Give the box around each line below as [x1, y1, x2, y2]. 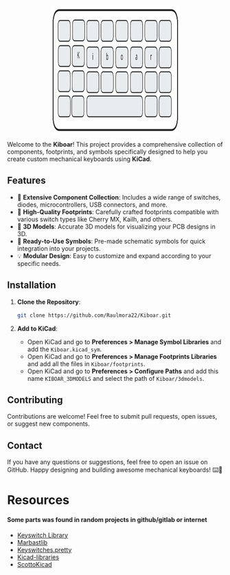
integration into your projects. [16, 244, 101, 253]
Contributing [7, 394, 63, 406]
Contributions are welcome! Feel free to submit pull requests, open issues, [7, 412, 218, 421]
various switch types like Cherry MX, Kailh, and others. [16, 215, 173, 223]
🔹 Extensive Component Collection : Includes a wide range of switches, [16, 193, 221, 201]
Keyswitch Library [16, 531, 69, 539]
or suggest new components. [7, 419, 91, 428]
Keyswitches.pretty [16, 545, 72, 554]
